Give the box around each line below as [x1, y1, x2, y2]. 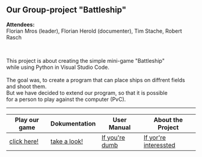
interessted [143, 141, 176, 149]
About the [153, 115, 183, 124]
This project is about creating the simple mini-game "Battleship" [6, 57, 165, 64]
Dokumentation [50, 119, 96, 127]
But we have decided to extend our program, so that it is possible [6, 89, 168, 96]
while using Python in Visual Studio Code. [6, 63, 109, 71]
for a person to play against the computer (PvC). [6, 95, 126, 103]
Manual [108, 123, 131, 132]
